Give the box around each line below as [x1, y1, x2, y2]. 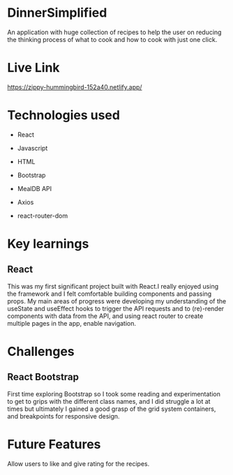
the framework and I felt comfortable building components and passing [7, 289, 212, 298]
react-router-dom [17, 211, 68, 220]
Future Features [7, 437, 101, 452]
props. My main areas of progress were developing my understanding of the [7, 296, 227, 305]
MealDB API [17, 184, 52, 193]
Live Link [7, 60, 61, 76]
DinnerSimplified [7, 5, 107, 21]
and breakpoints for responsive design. [7, 412, 120, 420]
